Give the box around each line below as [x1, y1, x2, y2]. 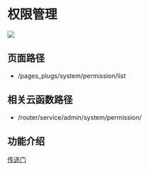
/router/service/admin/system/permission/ [17, 113, 142, 121]
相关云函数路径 [7, 93, 73, 106]
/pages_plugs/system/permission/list [17, 72, 126, 80]
